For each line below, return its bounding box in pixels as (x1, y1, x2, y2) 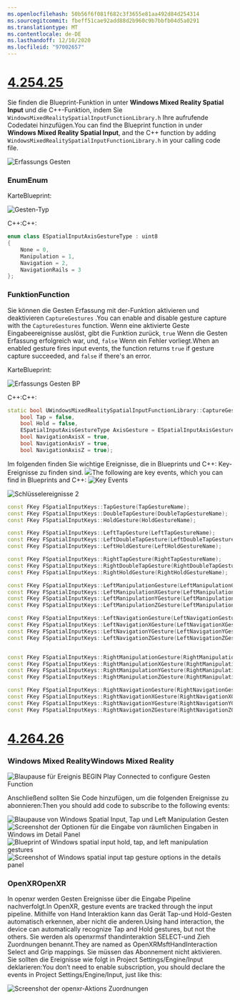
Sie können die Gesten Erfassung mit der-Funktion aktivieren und (7, 306, 199, 314)
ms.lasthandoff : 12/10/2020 (7, 37, 91, 44)
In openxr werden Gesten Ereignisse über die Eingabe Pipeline (7, 894, 191, 904)
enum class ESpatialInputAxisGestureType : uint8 (7, 233, 159, 240)
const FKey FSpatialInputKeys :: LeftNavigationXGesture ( (7, 621, 177, 629)
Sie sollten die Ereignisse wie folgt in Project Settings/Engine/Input (7, 955, 204, 964)
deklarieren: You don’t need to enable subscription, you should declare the (7, 963, 225, 971)
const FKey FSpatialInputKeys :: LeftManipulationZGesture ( (7, 601, 184, 609)
